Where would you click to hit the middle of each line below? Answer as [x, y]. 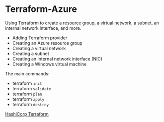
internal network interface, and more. [43, 28]
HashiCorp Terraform [27, 114]
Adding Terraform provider [40, 38]
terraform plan [27, 94]
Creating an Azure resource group [47, 43]
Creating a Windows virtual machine [49, 64]
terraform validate [32, 88]
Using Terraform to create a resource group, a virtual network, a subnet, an [82, 23]
